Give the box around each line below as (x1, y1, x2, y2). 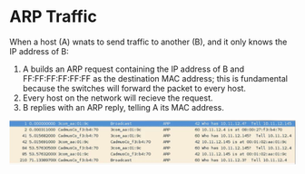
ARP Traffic (9, 6, 97, 27)
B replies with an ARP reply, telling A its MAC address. (22, 101, 224, 112)
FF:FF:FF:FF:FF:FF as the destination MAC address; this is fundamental (22, 72, 289, 83)
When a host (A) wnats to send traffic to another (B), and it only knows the (9, 36, 288, 47)
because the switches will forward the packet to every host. (22, 82, 247, 93)
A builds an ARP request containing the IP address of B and (22, 63, 245, 74)
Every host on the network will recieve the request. (22, 92, 213, 103)
